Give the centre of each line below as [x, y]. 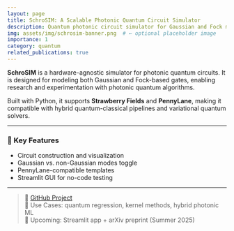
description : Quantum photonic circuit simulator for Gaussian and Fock [115, 27]
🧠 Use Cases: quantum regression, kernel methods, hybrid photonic [122, 205]
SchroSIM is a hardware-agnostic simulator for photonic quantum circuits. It [116, 72]
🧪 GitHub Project [48, 198]
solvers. [18, 115]
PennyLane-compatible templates [66, 170]
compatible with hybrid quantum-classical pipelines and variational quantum [117, 108]
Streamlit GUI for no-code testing [65, 178]
